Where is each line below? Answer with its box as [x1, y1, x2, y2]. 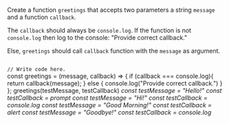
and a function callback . [7, 13, 77, 21]
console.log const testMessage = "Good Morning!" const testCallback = [7, 101, 212, 109]
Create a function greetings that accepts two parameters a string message [7, 6, 215, 14]
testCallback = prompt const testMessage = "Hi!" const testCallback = [7, 94, 208, 102]
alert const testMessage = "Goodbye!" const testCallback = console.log [7, 109, 212, 116]
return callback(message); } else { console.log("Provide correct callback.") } [7, 79, 223, 87]
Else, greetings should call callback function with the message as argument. [7, 47, 221, 55]
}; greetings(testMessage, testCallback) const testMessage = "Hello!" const [7, 87, 222, 94]
